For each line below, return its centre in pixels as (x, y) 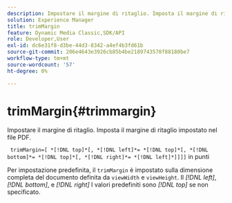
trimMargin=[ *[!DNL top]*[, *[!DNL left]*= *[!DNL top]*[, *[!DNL (109, 150)
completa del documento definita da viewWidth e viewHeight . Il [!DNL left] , (112, 178)
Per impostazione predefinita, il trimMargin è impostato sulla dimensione (110, 170)
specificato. (24, 192)
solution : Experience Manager (51, 20)
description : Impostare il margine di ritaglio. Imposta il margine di (112, 13)
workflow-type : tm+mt (38, 58)
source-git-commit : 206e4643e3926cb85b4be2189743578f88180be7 (98, 52)
